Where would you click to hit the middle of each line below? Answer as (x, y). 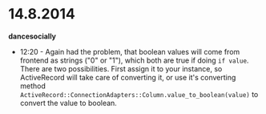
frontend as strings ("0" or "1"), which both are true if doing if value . (134, 60)
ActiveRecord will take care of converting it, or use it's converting (128, 77)
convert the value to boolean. (69, 103)
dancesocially (32, 36)
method (33, 86)
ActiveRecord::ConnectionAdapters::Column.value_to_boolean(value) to (139, 94)
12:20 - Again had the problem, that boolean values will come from (130, 51)
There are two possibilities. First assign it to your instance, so (121, 68)
